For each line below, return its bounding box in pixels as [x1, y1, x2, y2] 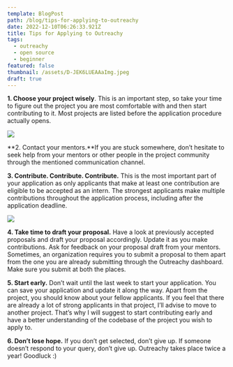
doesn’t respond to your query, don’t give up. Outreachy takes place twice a [7, 344, 226, 353]
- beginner [13, 56, 45, 63]
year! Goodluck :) [7, 352, 57, 360]
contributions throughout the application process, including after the [7, 194, 204, 203]
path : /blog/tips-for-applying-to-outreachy [7, 17, 139, 24]
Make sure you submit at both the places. [7, 265, 126, 273]
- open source [13, 50, 54, 57]
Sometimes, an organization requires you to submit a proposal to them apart [7, 250, 226, 259]
